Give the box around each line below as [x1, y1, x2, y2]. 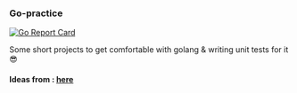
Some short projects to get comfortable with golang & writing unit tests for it [9, 44, 289, 55]
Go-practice [9, 7, 63, 19]
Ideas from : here [9, 74, 74, 84]
